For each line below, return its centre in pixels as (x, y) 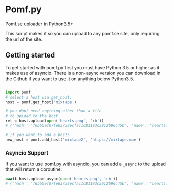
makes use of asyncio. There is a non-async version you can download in (83, 73)
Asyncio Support (27, 152)
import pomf (18, 92)
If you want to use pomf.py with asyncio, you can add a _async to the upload (86, 164)
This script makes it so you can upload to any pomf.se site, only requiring (82, 33)
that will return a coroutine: (34, 169)
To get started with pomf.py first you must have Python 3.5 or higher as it (82, 67)
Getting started (30, 55)
